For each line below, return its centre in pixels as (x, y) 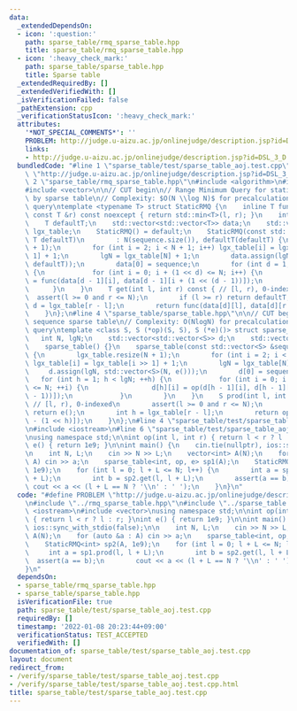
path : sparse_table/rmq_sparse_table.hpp (102, 42)
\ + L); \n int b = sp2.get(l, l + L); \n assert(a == (152, 478)
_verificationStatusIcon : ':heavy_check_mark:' (107, 116)
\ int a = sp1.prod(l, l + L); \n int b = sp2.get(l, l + (154, 553)
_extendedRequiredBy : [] (63, 83)
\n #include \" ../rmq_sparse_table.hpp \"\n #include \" (126, 503)
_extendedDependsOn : (55, 26)
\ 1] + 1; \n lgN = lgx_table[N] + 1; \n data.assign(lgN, (160, 256)
